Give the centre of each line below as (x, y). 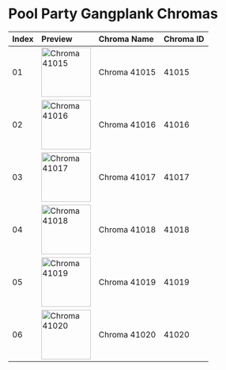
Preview (57, 39)
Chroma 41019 (127, 282)
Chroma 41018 (127, 229)
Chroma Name (126, 39)
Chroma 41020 (127, 334)
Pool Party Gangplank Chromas (113, 14)
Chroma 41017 (127, 177)
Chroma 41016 (127, 124)
